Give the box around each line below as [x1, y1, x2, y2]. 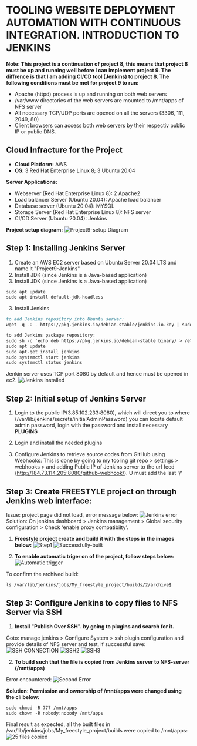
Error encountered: [6, 675, 52, 683]
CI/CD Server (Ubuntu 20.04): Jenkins [14, 215, 107, 222]
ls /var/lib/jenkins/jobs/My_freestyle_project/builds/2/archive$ [6, 581, 172, 588]
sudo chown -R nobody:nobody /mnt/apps [6, 710, 104, 716]
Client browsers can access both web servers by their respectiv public [14, 122, 186, 129]
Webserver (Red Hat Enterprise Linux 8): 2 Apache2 [14, 189, 141, 197]
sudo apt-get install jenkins [6, 349, 80, 354]
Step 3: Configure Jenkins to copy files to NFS [6, 598, 178, 608]
